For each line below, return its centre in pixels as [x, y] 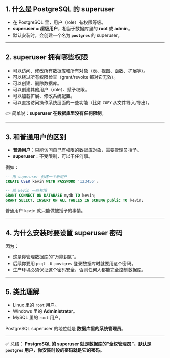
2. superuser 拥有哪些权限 [47, 57]
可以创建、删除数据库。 [37, 83]
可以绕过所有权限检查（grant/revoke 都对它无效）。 [65, 77]
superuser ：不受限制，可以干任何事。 [52, 156]
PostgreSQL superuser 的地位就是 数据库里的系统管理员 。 [66, 329]
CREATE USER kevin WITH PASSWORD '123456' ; [52, 182]
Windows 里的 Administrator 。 [45, 311]
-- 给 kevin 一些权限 [26, 191]
